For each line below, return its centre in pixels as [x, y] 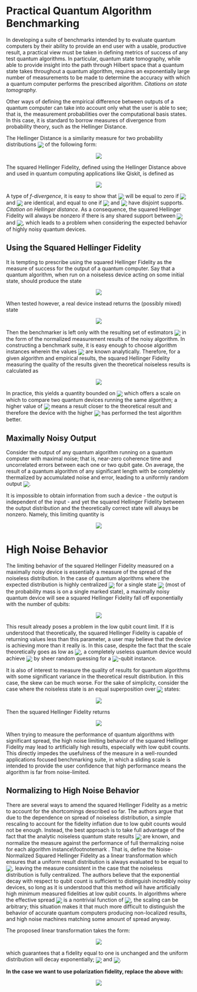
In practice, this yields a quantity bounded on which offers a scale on [94, 393]
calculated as [22, 370]
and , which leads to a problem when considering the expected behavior [97, 222]
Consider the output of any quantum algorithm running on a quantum [90, 453]
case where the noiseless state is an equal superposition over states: [93, 689]
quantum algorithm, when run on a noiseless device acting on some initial [95, 274]
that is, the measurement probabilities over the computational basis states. [96, 114]
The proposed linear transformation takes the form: [68, 931]
